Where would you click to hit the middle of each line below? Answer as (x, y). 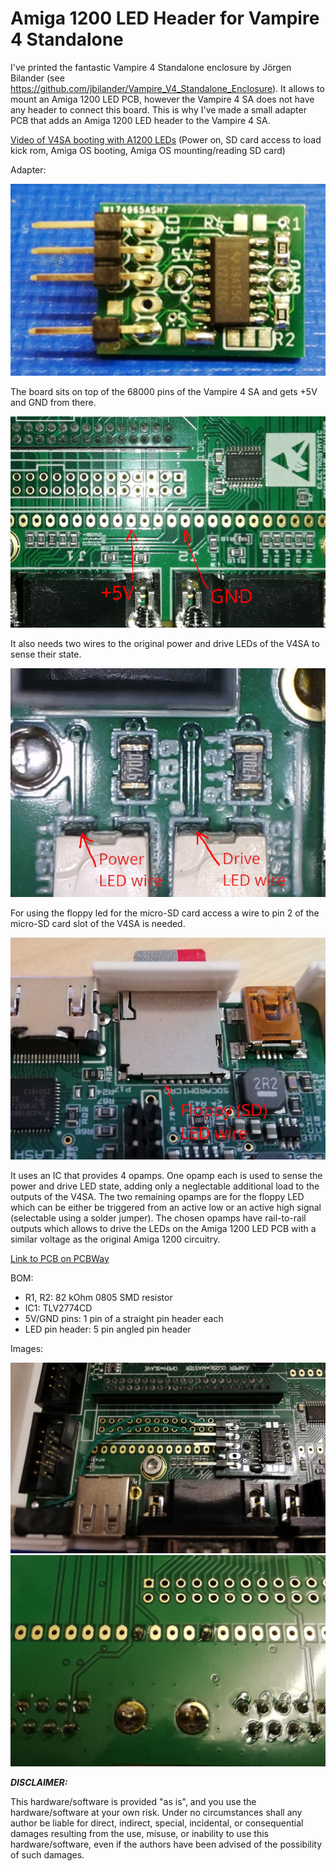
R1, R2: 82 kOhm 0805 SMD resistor (98, 1297)
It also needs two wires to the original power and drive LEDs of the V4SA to (165, 644)
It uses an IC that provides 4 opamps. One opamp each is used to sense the (166, 1175)
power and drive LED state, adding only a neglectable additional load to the (165, 1186)
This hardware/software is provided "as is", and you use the (133, 1802)
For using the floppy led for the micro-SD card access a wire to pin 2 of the (165, 913)
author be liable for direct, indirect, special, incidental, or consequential (157, 1823)
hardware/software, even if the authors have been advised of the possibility (166, 1844)
